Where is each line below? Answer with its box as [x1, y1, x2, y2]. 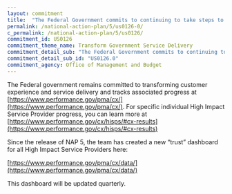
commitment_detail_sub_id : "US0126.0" [7, 55, 119, 62]
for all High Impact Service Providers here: [7, 145, 128, 153]
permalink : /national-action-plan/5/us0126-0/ [7, 23, 144, 30]
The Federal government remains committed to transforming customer [7, 80, 208, 88]
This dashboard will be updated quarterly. [7, 179, 126, 187]
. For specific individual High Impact [122, 102, 225, 110]
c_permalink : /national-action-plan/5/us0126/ [7, 29, 144, 37]
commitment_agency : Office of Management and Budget [7, 61, 162, 68]
